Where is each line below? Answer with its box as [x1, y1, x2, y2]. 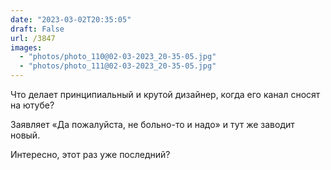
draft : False [10, 24, 65, 34]
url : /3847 [10, 33, 56, 43]
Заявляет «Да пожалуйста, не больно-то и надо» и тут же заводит [10, 119, 295, 130]
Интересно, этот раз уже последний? [10, 149, 171, 160]
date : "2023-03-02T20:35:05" [10, 14, 132, 25]
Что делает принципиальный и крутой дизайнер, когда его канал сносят [10, 89, 321, 100]
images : [10, 42, 43, 53]
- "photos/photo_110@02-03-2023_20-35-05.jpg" [19, 52, 217, 62]
